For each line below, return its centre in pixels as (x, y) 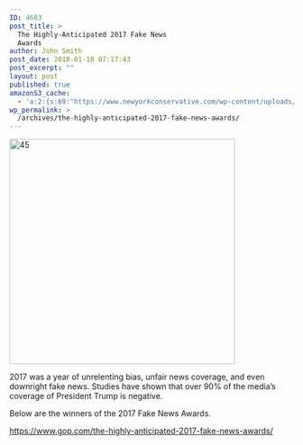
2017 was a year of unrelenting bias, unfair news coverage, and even (137, 377)
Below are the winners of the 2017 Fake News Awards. (110, 413)
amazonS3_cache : (40, 93)
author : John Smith (46, 51)
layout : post (34, 77)
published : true (40, 85)
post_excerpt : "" (42, 68)
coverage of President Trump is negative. (86, 396)
